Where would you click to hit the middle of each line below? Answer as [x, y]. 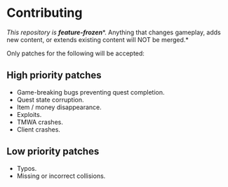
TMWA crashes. [40, 122]
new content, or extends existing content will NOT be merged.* [98, 39]
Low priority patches [53, 152]
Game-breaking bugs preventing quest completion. [91, 92]
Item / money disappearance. [59, 107]
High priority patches [54, 75]
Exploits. [29, 114]
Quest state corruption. [50, 99]
